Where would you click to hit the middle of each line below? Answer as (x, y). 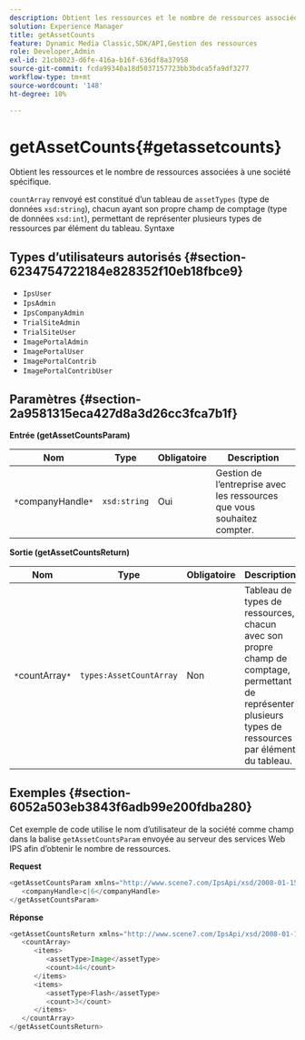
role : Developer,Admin (52, 52)
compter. (235, 530)
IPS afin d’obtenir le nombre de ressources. (90, 848)
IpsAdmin (39, 304)
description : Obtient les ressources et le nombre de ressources (135, 18)
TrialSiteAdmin (51, 323)
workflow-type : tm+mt (50, 77)
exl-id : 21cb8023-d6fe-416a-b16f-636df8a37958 (99, 60)
